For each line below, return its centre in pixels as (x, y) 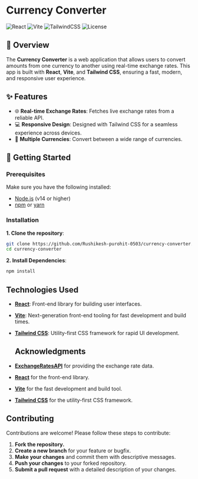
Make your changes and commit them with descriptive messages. (95, 457)
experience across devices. (48, 133)
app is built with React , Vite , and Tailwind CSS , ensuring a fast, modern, (94, 72)
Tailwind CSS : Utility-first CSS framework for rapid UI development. (97, 333)
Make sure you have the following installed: (59, 187)
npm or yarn (29, 205)
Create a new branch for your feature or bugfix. (73, 450)
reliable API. (29, 117)
